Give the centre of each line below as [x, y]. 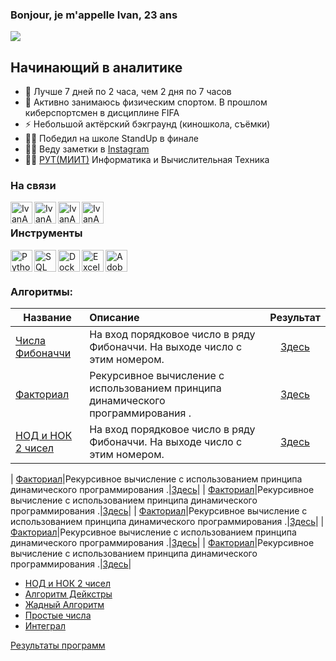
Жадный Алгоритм [64, 604]
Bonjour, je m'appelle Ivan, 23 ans [94, 15]
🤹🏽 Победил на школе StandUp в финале [111, 139]
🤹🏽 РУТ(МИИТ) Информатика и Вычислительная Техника [147, 160]
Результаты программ [58, 645]
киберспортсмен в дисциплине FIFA [102, 113]
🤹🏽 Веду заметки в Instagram [87, 149]
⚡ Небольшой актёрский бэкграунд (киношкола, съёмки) [147, 124]
